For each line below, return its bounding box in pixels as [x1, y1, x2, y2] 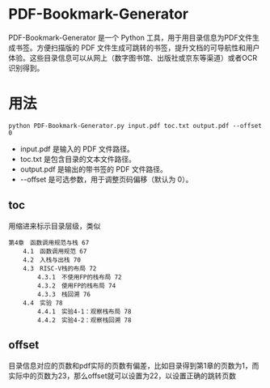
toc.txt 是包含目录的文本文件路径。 [19, 154, 136, 164]
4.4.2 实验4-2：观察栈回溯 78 [37, 316, 132, 324]
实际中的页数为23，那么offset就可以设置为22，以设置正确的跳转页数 [8, 370, 237, 381]
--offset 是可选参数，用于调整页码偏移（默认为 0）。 [19, 174, 193, 184]
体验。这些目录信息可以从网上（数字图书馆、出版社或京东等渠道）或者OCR [8, 53, 257, 62]
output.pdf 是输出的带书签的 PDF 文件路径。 [19, 164, 167, 174]
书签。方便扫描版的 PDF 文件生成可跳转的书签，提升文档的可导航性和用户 [15, 42, 260, 53]
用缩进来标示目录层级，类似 [8, 220, 101, 231]
